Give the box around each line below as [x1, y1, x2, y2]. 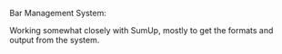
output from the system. [9, 35, 100, 45]
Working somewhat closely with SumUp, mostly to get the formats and [9, 25, 274, 35]
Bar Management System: [9, 8, 106, 18]
